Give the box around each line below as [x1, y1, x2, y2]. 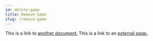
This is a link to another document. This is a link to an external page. [5, 30, 148, 36]
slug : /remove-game [5, 16, 47, 21]
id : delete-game [5, 7, 40, 12]
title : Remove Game [5, 12, 47, 17]
